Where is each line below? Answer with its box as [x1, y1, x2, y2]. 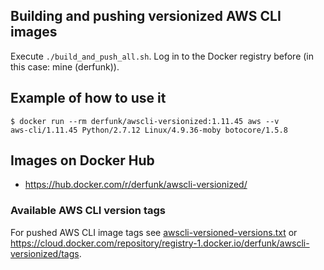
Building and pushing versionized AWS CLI [10, 8, 282, 25]
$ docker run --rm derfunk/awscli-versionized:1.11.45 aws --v [10, 116, 280, 126]
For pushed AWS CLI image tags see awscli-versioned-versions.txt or [10, 226, 298, 238]
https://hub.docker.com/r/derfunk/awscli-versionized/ [24, 179, 248, 191]
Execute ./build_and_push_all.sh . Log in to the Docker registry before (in [10, 50, 315, 62]
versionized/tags [10, 247, 80, 259]
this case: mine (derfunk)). [10, 60, 120, 73]
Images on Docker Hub [10, 152, 155, 169]
